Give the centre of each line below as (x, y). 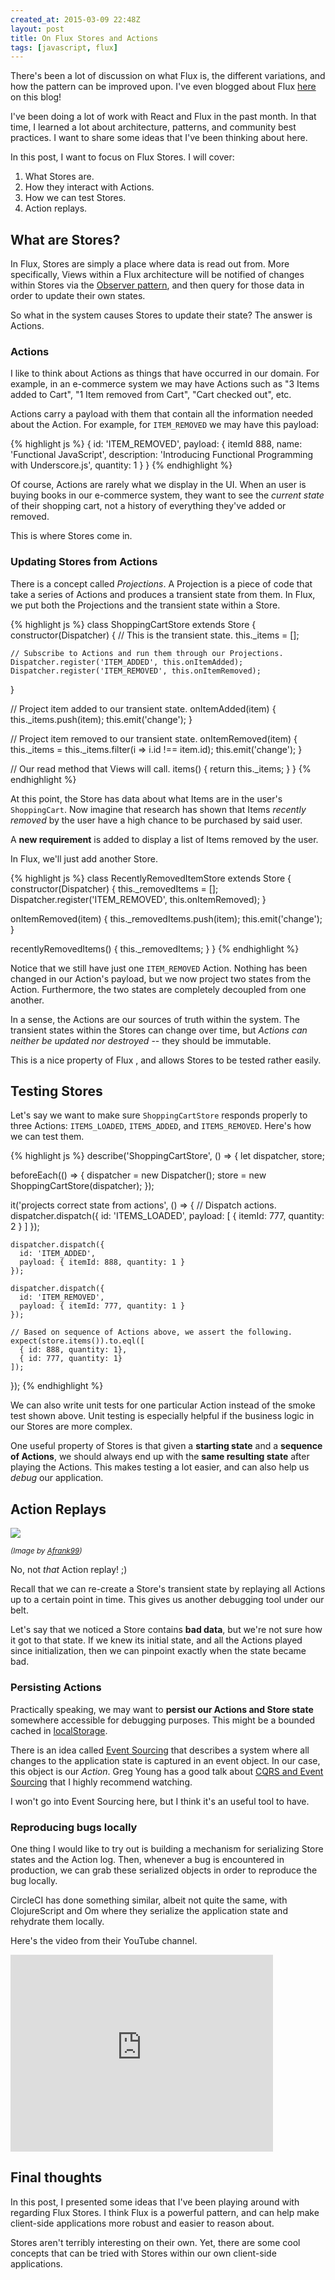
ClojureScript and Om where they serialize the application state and (149, 1910)
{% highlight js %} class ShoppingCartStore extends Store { (133, 624)
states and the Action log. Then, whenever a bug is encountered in (147, 1859)
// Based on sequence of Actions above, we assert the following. (151, 1332)
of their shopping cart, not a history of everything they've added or (148, 506)
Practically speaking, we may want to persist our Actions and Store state (162, 1709)
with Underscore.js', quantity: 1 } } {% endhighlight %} (121, 465)
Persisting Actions (56, 1688)
